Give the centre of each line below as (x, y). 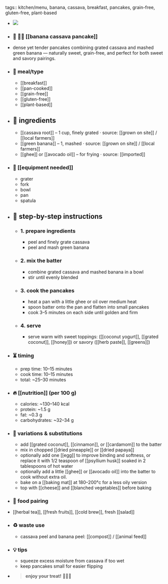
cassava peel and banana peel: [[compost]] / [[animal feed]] (83, 536)
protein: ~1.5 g (35, 409)
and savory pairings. (34, 59)
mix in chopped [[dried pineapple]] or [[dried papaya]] (77, 450)
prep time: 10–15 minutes (46, 369)
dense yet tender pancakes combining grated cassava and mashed (83, 47)
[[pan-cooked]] (36, 88)
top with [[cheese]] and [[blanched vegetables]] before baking (86, 488)
